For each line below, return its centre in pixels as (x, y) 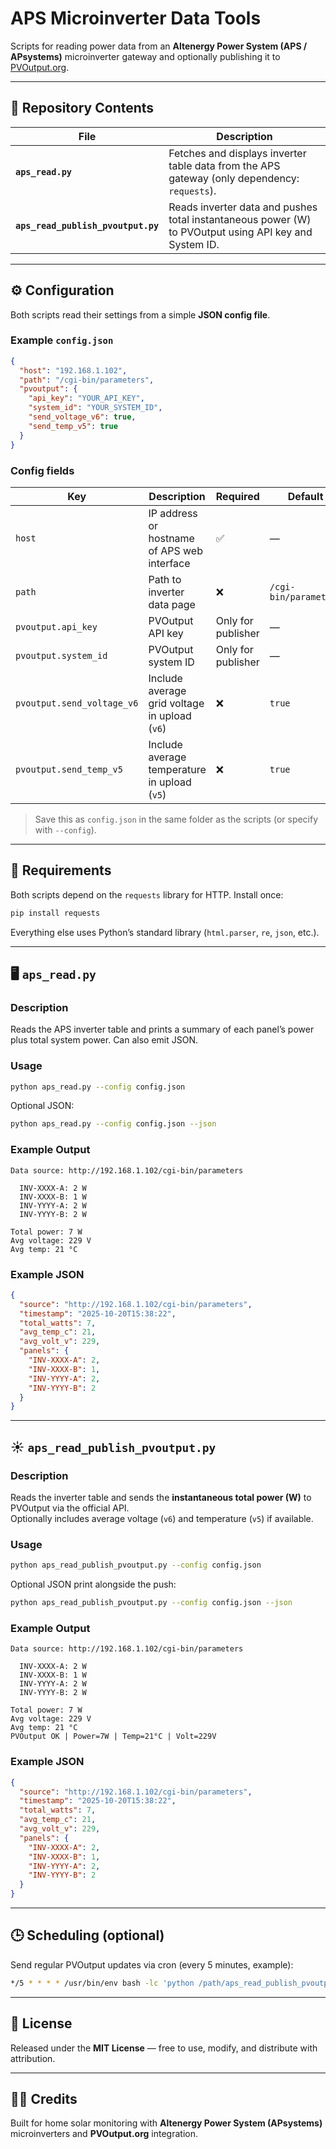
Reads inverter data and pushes (243, 207)
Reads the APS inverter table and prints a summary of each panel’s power (162, 1029)
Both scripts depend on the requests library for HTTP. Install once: (147, 894)
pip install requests (55, 913)
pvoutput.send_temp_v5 (69, 769)
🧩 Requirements (61, 870)
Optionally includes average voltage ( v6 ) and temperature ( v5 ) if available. (162, 1518)
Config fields (42, 470)
